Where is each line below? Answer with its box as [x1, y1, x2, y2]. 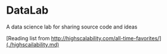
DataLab [6, 4, 49, 17]
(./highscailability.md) [6, 41, 60, 48]
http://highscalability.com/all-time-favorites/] [51, 34, 162, 42]
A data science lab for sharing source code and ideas [6, 23, 138, 30]
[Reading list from [6, 34, 50, 42]
